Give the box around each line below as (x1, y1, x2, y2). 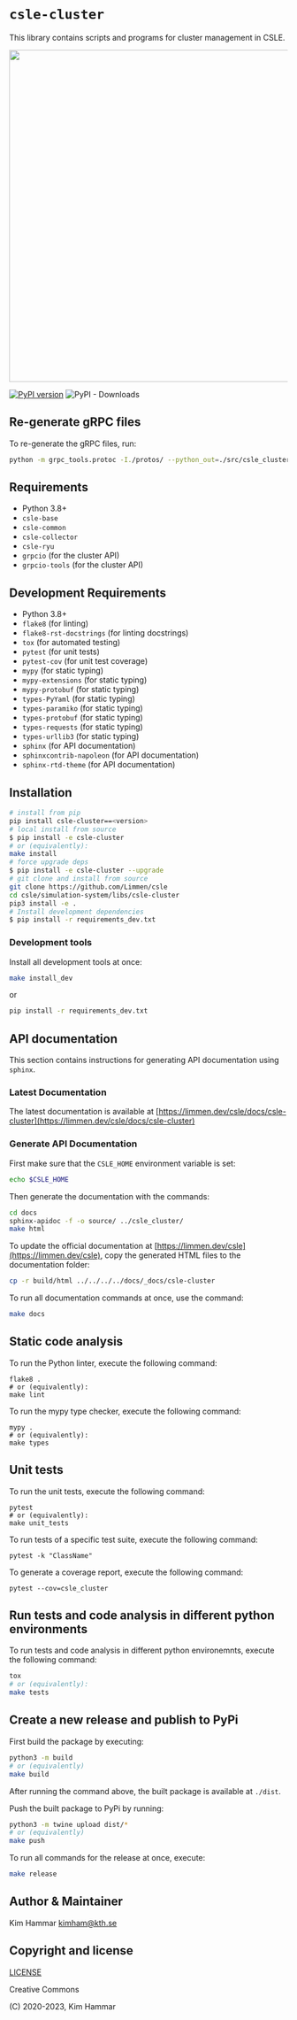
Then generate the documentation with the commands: (9, 1191, 210, 1201)
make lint (9, 1390, 46, 1399)
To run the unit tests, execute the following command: (9, 1485, 205, 1497)
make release (9, 1870, 57, 1878)
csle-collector (21, 533, 79, 542)
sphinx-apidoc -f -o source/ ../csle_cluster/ (9, 1216, 184, 1225)
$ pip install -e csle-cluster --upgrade (9, 866, 164, 875)
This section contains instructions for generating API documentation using (9, 1055, 280, 1066)
